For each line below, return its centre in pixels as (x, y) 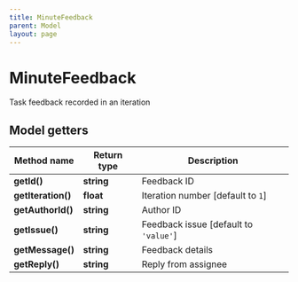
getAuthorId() (43, 210)
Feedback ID (168, 181)
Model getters (49, 130)
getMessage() (44, 250)
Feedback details (177, 250)
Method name (44, 161)
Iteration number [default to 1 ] (204, 196)
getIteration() (43, 196)
